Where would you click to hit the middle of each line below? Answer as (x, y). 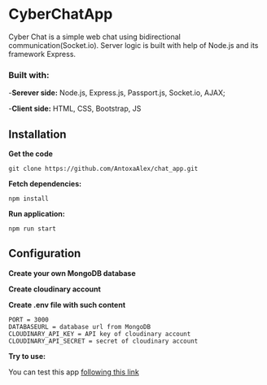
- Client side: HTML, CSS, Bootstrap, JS (75, 109)
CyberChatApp (61, 14)
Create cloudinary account (55, 289)
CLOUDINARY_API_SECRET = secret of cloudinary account (103, 341)
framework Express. (42, 54)
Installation (37, 134)
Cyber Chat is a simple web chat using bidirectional (95, 37)
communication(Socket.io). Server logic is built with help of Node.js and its (133, 45)
